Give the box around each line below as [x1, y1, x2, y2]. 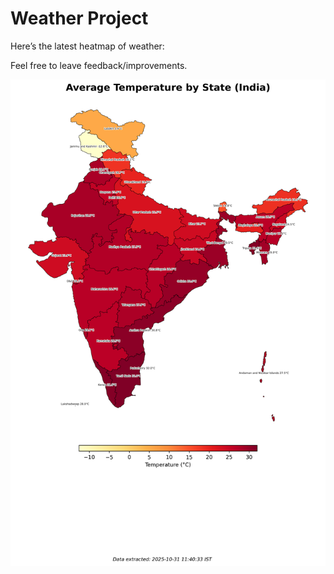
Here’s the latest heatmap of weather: [10, 40, 165, 52]
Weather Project [10, 7, 149, 30]
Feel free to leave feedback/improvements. [10, 59, 188, 71]
